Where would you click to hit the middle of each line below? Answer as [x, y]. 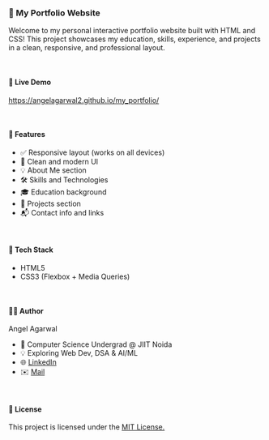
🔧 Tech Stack [31, 250]
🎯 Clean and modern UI [59, 161]
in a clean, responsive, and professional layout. [87, 48]
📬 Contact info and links [62, 212]
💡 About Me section [53, 170]
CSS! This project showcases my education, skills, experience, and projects [134, 39]
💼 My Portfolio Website [55, 13]
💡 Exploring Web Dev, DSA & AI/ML [79, 353]
